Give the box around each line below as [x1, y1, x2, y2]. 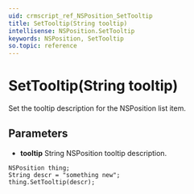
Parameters [8, 127, 68, 141]
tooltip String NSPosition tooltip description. [19, 148, 167, 158]
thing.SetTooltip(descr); [8, 178, 95, 186]
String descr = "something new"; [8, 171, 121, 179]
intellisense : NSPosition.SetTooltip [8, 27, 135, 35]
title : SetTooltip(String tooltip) [8, 19, 128, 27]
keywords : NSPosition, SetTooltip [8, 34, 125, 43]
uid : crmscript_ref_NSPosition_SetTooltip [8, 11, 153, 20]
